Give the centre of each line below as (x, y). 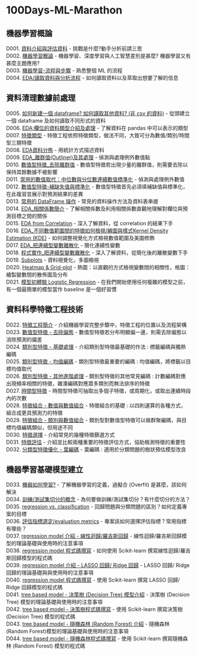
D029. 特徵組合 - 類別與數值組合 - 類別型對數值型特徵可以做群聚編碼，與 (94, 420)
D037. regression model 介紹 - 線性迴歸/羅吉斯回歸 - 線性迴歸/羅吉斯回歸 (94, 536)
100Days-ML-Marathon (64, 10)
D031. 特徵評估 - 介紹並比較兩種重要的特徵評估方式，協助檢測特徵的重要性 (96, 442)
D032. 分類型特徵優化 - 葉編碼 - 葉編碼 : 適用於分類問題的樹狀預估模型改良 (96, 449)
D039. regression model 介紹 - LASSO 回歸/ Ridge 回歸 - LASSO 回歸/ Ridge (98, 565)
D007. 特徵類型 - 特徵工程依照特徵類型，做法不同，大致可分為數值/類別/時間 (98, 135)
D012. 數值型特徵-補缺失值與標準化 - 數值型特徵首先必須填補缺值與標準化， (97, 186)
